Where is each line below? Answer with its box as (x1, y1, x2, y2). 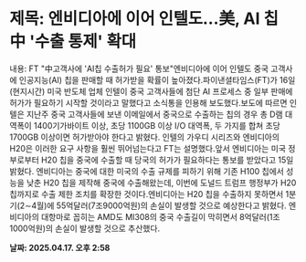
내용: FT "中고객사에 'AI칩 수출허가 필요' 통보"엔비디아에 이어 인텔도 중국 (9, 63, 269, 74)
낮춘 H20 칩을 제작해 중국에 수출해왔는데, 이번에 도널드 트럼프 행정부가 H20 (26, 177, 297, 188)
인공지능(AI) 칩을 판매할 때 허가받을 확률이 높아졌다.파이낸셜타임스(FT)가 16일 (18, 74, 296, 85)
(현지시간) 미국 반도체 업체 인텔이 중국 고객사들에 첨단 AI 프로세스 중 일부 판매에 (9, 86, 293, 97)
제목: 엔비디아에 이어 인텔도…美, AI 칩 (9, 8, 279, 29)
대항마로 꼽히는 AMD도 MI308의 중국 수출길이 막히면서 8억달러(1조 (40, 211, 280, 222)
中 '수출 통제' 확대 (9, 31, 137, 52)
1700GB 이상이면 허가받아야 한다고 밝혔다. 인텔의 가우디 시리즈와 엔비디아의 (9, 131, 280, 142)
